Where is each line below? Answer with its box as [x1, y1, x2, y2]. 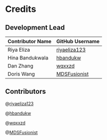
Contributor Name [7, 38, 52, 45]
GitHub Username [56, 38, 100, 45]
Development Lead [5, 23, 65, 32]
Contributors [5, 87, 46, 96]
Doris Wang [7, 70, 35, 77]
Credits [5, 3, 36, 15]
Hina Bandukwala [7, 55, 49, 61]
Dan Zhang [7, 63, 34, 69]
